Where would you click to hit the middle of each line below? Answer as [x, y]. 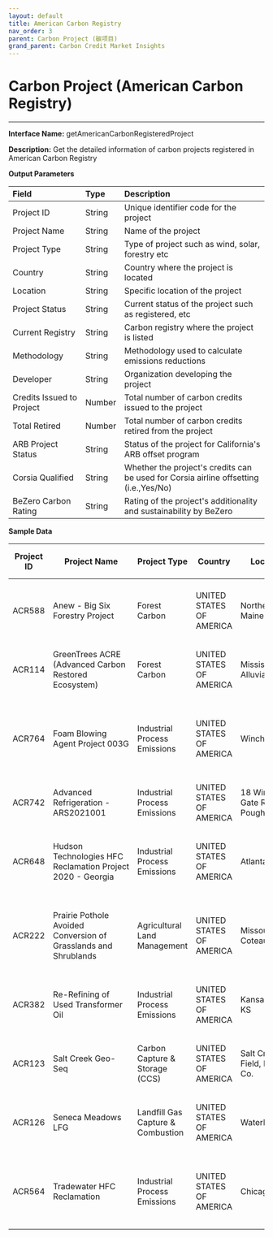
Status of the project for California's [192, 444]
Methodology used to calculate [183, 351]
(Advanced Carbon [89, 664]
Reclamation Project [91, 867]
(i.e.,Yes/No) [148, 488]
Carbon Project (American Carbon [126, 87]
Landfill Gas [160, 1112]
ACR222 [29, 936]
